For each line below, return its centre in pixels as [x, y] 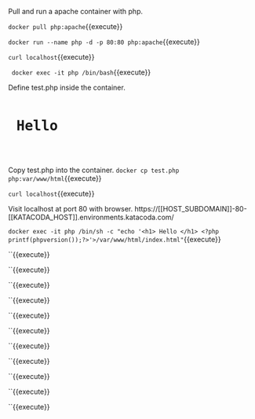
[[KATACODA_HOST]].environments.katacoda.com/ [91, 217]
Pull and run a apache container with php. [76, 11]
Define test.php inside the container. [67, 87]
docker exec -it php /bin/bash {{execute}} [81, 72]
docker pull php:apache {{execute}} [66, 26]
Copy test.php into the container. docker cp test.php [94, 170]
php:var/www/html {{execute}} [55, 178]
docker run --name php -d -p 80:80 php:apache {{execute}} [104, 42]
